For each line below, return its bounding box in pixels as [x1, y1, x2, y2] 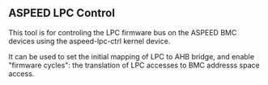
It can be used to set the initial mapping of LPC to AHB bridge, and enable [8, 51, 255, 61]
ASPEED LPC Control [8, 6, 116, 20]
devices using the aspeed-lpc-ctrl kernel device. [8, 36, 171, 46]
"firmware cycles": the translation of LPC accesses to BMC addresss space [8, 60, 261, 70]
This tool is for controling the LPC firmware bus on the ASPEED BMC [8, 27, 237, 37]
